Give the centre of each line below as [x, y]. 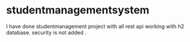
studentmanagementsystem [78, 10]
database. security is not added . [46, 32]
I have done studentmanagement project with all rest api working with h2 [95, 26]
